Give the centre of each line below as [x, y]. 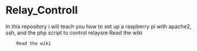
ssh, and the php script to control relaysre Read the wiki [74, 32]
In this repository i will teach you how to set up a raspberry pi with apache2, [98, 26]
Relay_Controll [42, 10]
